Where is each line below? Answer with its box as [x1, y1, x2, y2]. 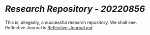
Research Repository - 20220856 [5, 3, 146, 15]
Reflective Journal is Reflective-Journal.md [5, 24, 92, 30]
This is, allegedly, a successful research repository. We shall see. [5, 19, 137, 25]
